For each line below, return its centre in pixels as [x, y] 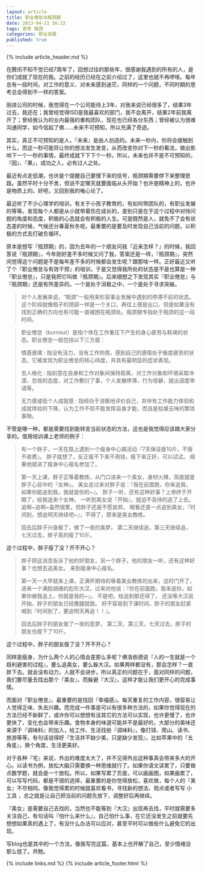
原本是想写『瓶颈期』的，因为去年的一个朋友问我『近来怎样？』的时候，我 [98, 246]
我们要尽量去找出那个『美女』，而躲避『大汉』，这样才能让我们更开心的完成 [98, 679]
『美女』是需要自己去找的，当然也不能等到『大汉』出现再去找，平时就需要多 [101, 808]
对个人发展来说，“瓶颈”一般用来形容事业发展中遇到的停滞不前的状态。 [108, 297]
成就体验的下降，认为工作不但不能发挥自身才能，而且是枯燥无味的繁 [105, 408]
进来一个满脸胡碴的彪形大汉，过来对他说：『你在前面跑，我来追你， [104, 588]
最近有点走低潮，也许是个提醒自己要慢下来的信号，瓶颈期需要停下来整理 [96, 176]
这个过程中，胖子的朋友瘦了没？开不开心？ [59, 644]
